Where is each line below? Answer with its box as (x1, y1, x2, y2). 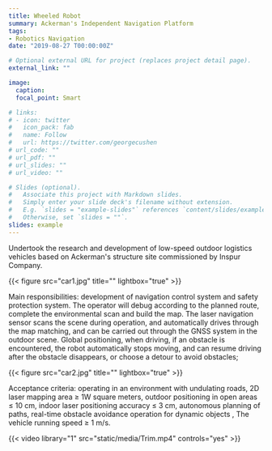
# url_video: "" (8, 168, 63, 177)
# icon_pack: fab (8, 123, 74, 132)
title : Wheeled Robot (8, 11, 82, 20)
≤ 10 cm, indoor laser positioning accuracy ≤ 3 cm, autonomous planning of (8, 400, 261, 410)
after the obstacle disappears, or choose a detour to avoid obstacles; (8, 351, 239, 361)
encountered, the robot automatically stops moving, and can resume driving (8, 343, 261, 353)
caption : (15, 86, 45, 94)
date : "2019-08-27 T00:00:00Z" (8, 42, 114, 50)
